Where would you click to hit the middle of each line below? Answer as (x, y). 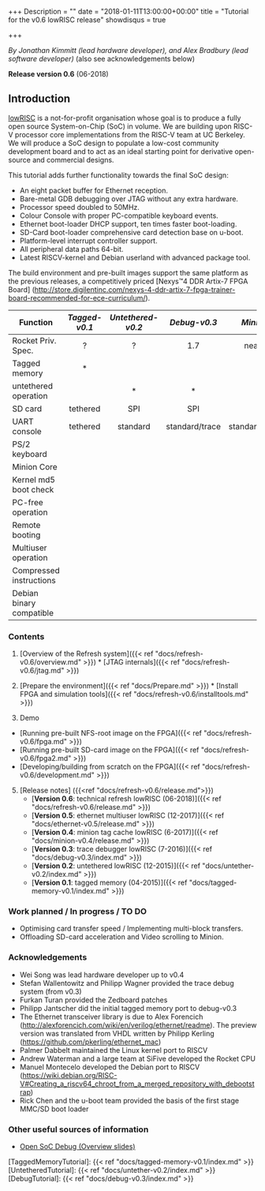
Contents (26, 636)
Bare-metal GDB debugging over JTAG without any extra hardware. (129, 198)
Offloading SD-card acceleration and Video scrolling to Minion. (121, 937)
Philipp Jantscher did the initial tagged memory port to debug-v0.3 (128, 1008)
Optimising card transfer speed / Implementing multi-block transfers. (131, 929)
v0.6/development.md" (57, 775)
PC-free (28, 502)
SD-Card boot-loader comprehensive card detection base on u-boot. (131, 232)
